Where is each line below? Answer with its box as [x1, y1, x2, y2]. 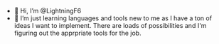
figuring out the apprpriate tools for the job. [14, 29, 141, 37]
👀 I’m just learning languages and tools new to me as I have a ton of [14, 14, 212, 22]
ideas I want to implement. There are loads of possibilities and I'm [14, 22, 207, 29]
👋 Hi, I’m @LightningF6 [14, 7, 82, 15]
